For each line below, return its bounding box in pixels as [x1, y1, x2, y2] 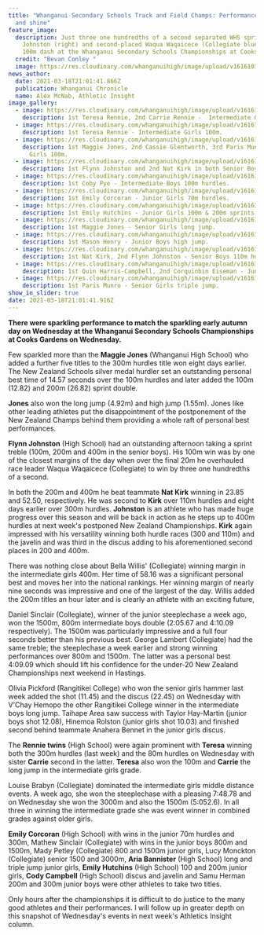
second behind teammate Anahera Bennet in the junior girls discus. [8, 724, 226, 735]
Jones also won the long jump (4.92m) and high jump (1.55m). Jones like [8, 398, 244, 408]
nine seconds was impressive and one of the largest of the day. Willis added [8, 586, 255, 596]
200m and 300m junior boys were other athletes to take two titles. [8, 879, 222, 889]
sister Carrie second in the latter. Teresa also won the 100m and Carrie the [8, 757, 251, 766]
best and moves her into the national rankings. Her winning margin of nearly [8, 577, 254, 587]
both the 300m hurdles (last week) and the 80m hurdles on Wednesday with [8, 748, 255, 758]
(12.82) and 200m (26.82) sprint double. [8, 383, 138, 393]
